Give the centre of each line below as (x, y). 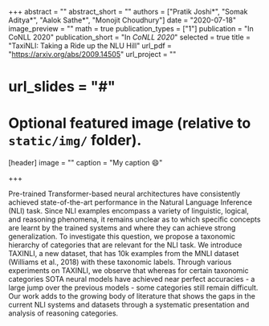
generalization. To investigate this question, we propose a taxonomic (122, 237)
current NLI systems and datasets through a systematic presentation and (129, 305)
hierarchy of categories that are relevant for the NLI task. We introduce (125, 245)
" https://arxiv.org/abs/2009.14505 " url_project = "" (92, 54)
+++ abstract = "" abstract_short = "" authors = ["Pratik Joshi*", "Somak (128, 12)
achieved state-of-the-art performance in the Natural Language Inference (130, 202)
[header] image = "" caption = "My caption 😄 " (86, 163)
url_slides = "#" (62, 87)
